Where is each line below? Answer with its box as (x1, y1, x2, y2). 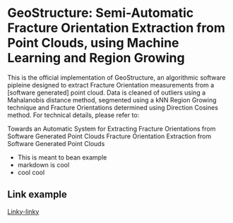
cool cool (17, 168, 45, 176)
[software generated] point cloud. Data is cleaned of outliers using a (7, 88, 206, 97)
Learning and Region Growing (7, 50, 185, 66)
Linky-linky (7, 207, 40, 216)
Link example (7, 188, 67, 200)
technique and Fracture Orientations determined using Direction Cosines (7, 103, 219, 111)
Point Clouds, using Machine (7, 35, 179, 51)
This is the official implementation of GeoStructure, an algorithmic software (7, 73, 226, 82)
